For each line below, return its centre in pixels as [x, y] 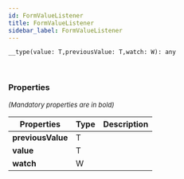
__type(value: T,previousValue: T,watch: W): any [92, 53]
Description [126, 124]
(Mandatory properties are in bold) [61, 105]
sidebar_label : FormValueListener [66, 30]
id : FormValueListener [46, 16]
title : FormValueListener [51, 23]
